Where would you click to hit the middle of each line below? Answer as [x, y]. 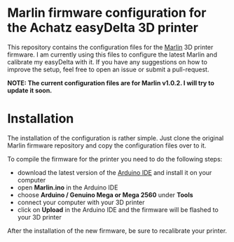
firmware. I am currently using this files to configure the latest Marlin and [112, 55]
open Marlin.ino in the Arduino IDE [68, 187]
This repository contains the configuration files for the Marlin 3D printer [110, 47]
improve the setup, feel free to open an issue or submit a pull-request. [108, 69]
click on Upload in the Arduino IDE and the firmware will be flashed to [118, 209]
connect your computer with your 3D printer [81, 202]
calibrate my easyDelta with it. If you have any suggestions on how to [108, 62]
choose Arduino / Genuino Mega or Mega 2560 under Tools [105, 194]
